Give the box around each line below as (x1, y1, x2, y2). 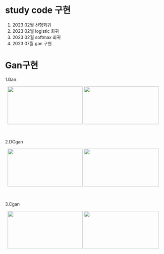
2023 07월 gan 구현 (12, 40, 52, 46)
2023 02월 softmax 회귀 (12, 34, 61, 40)
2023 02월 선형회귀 (12, 22, 51, 28)
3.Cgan (5, 201, 20, 207)
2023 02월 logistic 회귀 (12, 28, 59, 34)
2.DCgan (5, 138, 23, 144)
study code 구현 (5, 4, 71, 16)
